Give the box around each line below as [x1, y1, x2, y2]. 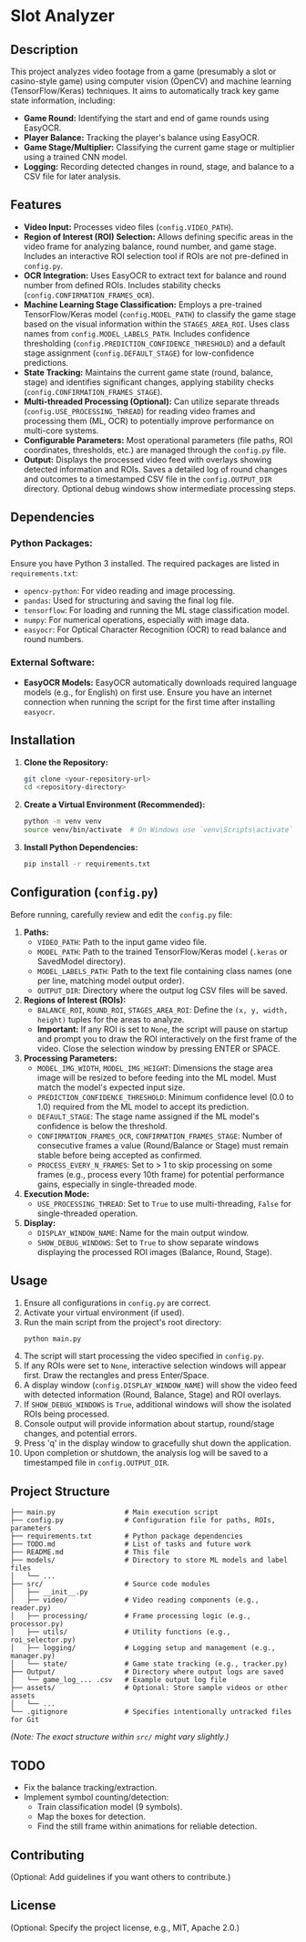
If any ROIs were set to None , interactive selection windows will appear [23, 1360, 287, 1371]
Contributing [10, 1847, 85, 1863]
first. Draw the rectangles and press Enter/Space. [23, 1370, 209, 1381]
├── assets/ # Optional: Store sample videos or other [10, 1684, 288, 1693]
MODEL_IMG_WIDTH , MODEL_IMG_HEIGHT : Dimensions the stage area [36, 1062, 274, 1073]
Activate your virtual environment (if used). [23, 1306, 185, 1318]
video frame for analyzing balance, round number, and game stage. [23, 241, 277, 252]
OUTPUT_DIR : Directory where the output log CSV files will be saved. [36, 984, 288, 995]
